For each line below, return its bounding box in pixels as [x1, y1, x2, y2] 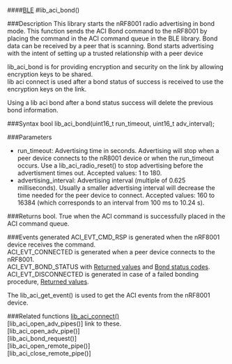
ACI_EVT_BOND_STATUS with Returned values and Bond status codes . [7, 263, 210, 271]
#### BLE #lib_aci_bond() [7, 6, 80, 14]
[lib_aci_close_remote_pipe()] [7, 349, 92, 357]
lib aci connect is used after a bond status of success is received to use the [7, 78, 224, 86]
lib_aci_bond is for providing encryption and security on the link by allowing [7, 63, 224, 71]
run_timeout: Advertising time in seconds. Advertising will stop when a [17, 147, 219, 154]
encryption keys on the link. [7, 85, 87, 93]
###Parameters [7, 133, 52, 141]
